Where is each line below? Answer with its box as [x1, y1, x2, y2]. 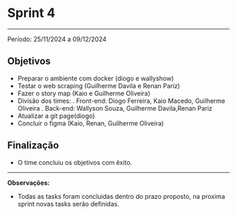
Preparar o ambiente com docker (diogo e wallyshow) [17, 74, 174, 82]
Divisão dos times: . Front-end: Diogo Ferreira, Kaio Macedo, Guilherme [17, 97, 226, 105]
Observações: [7, 178, 50, 187]
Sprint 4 [7, 5, 56, 21]
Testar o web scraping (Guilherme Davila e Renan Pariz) [17, 81, 181, 90]
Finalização [7, 140, 59, 152]
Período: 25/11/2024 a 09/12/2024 [7, 35, 107, 43]
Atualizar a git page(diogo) [17, 111, 95, 120]
